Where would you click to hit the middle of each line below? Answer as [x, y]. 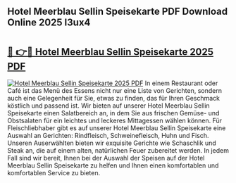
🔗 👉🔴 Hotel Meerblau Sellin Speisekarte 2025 [110, 52]
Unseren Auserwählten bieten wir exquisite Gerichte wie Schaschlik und [112, 143]
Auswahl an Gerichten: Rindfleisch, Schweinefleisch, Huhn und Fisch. [108, 135]
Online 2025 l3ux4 [49, 23]
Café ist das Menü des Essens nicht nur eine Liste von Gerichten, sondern [114, 90]
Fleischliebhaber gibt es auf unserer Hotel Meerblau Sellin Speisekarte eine [117, 128]
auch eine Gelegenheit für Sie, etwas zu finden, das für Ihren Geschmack [114, 98]
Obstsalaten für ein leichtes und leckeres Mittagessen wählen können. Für [115, 120]
